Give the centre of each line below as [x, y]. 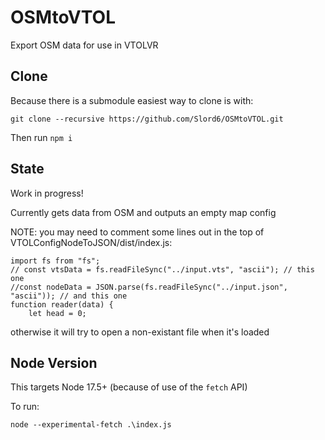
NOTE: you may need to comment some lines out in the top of [137, 232]
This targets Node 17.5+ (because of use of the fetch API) [129, 387]
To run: [25, 407]
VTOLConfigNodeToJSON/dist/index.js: [91, 242]
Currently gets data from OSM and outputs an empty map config [143, 212]
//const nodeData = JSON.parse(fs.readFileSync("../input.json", [149, 287]
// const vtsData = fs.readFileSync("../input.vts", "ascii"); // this [162, 269]
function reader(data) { [62, 304]
